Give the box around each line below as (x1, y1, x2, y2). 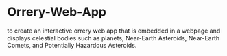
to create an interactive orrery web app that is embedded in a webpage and (7, 27, 221, 35)
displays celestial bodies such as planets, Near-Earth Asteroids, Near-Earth (7, 33, 220, 42)
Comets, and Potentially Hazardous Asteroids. (7, 41, 137, 49)
